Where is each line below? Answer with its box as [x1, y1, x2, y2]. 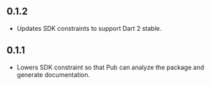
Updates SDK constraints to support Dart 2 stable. [16, 24, 162, 32]
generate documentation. [16, 70, 90, 79]
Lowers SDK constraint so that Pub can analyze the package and [16, 63, 205, 71]
